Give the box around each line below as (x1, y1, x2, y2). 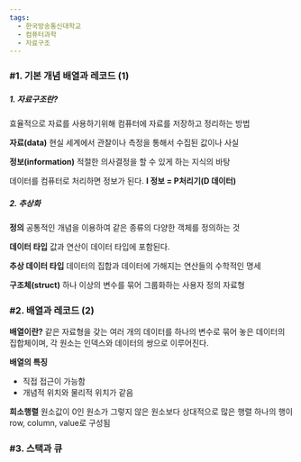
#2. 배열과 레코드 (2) (9, 304, 95, 317)
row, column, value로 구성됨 (9, 418, 111, 429)
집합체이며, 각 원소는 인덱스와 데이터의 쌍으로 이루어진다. (9, 338, 209, 349)
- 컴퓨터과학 (17, 30, 57, 39)
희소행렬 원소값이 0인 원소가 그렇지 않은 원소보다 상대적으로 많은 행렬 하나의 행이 (9, 406, 293, 417)
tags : (9, 13, 30, 23)
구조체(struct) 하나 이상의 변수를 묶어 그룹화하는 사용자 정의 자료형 (9, 280, 245, 291)
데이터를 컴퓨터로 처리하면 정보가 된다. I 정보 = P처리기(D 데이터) (9, 176, 237, 186)
